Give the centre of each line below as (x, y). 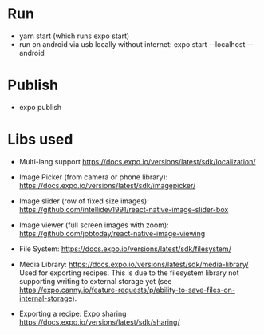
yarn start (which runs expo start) (74, 36)
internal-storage (45, 298)
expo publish (40, 107)
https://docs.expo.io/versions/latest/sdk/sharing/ (99, 322)
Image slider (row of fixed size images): (84, 201)
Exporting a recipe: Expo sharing (73, 313)
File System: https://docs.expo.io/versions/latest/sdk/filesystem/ (125, 249)
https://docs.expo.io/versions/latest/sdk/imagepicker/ (107, 185)
